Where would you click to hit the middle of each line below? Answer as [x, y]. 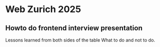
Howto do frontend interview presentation [74, 28]
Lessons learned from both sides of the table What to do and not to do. [80, 40]
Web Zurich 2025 [43, 9]
